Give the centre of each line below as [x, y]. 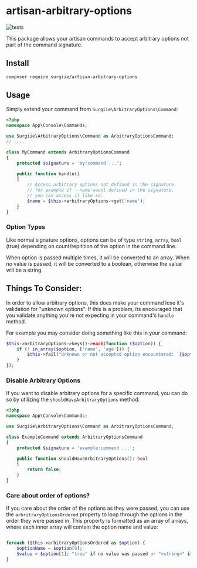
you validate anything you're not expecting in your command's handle [90, 315]
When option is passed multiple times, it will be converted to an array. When [98, 258]
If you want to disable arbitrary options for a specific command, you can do [97, 393]
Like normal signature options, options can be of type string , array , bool [94, 240]
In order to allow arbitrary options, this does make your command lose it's [95, 303]
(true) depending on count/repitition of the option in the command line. [91, 246]
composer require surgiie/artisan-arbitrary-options [72, 77]
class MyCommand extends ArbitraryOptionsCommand [68, 152]
